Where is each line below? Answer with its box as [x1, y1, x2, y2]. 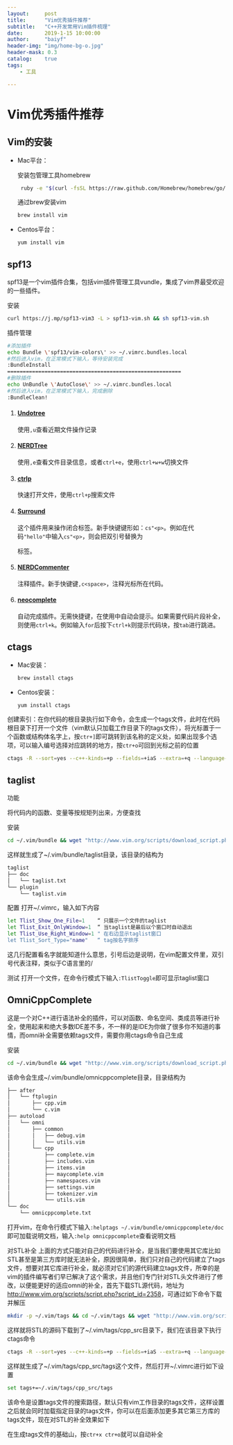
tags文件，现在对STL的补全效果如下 [7, 1415, 110, 1423]
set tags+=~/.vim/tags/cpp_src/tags [7, 1384, 113, 1392]
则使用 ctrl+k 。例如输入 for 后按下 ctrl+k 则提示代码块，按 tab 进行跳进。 [17, 620, 220, 629]
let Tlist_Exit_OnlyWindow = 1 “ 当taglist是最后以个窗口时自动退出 [7, 924, 193, 931]
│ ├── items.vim [7, 1164, 85, 1171]
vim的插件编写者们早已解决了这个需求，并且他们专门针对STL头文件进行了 [7, 1273, 217, 1281]
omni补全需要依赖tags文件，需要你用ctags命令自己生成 [25, 1031, 184, 1039]
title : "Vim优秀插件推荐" [7, 17, 92, 24]
